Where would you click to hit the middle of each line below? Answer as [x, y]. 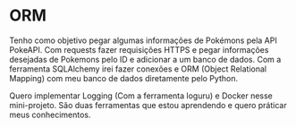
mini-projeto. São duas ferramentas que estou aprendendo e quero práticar [148, 105]
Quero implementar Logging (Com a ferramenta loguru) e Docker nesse [141, 96]
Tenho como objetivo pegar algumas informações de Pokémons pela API [143, 40]
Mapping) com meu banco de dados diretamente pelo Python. [124, 78]
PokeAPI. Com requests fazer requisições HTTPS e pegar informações [139, 49]
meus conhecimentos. [50, 114]
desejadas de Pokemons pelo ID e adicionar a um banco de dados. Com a [145, 59]
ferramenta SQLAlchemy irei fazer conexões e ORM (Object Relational [138, 69]
